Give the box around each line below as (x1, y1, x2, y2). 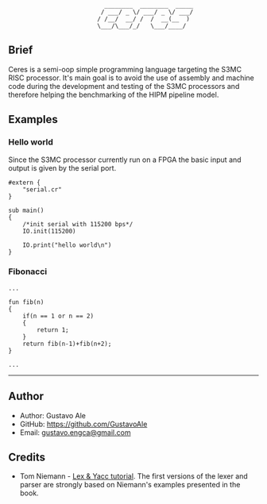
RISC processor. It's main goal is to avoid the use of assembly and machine (8, 73, 254, 83)
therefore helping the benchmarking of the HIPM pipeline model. (8, 90, 219, 99)
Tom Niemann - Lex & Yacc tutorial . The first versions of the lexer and (19, 471, 248, 481)
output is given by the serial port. (8, 163, 117, 172)
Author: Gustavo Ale (19, 410, 86, 420)
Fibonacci (8, 266, 48, 277)
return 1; (37, 325, 69, 334)
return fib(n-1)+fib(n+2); (22, 340, 112, 348)
